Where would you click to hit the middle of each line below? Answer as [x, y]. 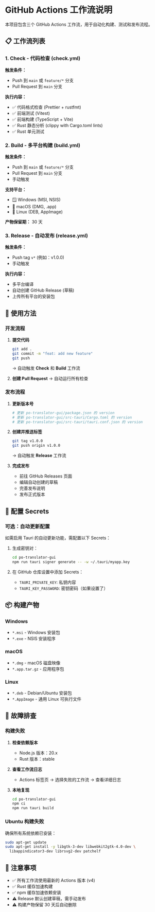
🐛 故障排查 [21, 716]
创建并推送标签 [27, 432]
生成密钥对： [25, 548]
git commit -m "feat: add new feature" [52, 353]
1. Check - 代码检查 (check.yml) [43, 58]
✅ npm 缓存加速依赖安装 [37, 892]
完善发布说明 [32, 488]
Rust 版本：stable [37, 759]
